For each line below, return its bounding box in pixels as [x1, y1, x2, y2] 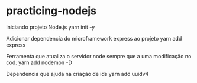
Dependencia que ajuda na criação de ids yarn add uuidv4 [6, 70, 149, 77]
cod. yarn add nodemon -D [6, 59, 73, 66]
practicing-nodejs [6, 4, 96, 18]
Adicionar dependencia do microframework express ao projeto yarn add [6, 35, 182, 42]
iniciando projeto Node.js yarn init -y [6, 24, 95, 31]
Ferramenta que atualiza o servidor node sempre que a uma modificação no [6, 52, 192, 59]
